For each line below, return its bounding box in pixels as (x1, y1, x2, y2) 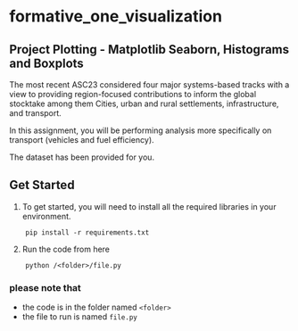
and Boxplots (9, 55, 85, 70)
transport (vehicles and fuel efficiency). (9, 135, 154, 145)
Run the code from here (21, 244, 110, 254)
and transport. (9, 108, 62, 118)
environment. (21, 211, 71, 221)
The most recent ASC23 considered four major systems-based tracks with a (9, 79, 290, 90)
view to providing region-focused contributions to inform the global (9, 89, 257, 99)
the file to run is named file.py (21, 311, 138, 322)
